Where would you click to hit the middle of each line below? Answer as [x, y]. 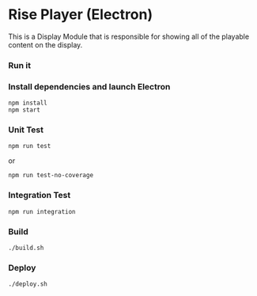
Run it [20, 65]
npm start [25, 110]
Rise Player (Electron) [80, 15]
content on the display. [45, 44]
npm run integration [42, 211]
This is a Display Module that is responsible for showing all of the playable [129, 36]
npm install [28, 103]
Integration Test [40, 195]
